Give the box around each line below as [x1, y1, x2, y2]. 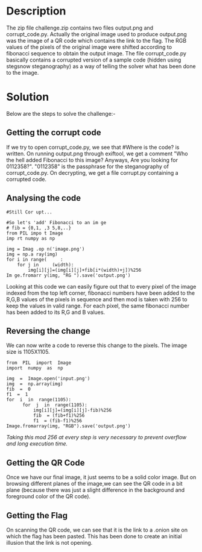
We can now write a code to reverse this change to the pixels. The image [6, 342, 188, 349]
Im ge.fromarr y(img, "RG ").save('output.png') [6, 272, 131, 278]
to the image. [6, 69, 39, 76]
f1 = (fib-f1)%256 [33, 418, 83, 424]
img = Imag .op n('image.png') [6, 246, 85, 252]
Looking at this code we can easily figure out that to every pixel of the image [6, 283, 197, 290]
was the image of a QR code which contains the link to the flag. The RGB [6, 37, 187, 44]
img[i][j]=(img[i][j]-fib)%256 [33, 407, 112, 413]
